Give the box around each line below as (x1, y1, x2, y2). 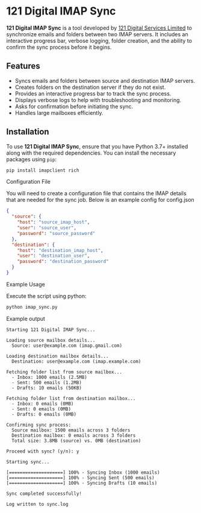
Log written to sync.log (6, 501, 69, 507)
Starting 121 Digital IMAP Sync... (6, 326, 96, 333)
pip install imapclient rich (6, 167, 79, 173)
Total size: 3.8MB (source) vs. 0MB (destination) (11, 437, 141, 444)
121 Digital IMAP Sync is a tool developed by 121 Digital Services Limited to (6, 24, 193, 31)
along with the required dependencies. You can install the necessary (6, 149, 176, 156)
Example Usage (6, 280, 45, 288)
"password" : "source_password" (17, 230, 96, 236)
